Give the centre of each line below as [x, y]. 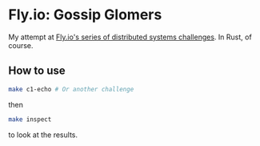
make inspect [30, 119]
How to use [37, 71]
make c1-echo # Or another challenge [71, 89]
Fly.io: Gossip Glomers [85, 15]
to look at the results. [43, 135]
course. [21, 45]
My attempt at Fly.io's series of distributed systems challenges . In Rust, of [130, 37]
